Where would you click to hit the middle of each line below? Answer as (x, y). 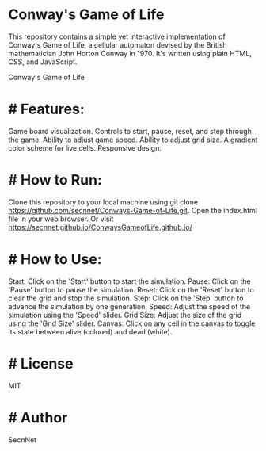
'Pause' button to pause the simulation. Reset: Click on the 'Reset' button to (131, 289)
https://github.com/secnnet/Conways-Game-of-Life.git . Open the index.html (133, 210)
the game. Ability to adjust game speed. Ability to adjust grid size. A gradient (133, 140)
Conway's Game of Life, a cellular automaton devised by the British (118, 44)
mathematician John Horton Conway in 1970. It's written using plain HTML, (130, 53)
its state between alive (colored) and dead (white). (90, 331)
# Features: (46, 109)
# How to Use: (55, 259)
